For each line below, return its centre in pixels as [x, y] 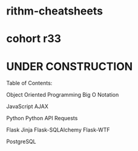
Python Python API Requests [42, 118]
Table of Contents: [29, 83]
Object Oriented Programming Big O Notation [63, 95]
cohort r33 [34, 39]
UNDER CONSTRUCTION [70, 66]
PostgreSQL [21, 142]
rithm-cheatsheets [54, 11]
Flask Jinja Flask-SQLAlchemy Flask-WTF [58, 130]
